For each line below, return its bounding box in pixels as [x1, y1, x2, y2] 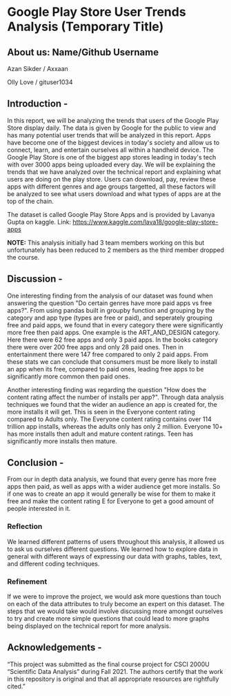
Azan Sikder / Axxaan [7, 65, 69, 72]
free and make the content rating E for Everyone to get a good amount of [7, 497, 214, 505]
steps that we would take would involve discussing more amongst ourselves [7, 607, 223, 615]
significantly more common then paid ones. [7, 372, 130, 380]
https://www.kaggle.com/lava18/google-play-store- [72, 217, 219, 226]
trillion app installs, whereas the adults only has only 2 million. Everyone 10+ [7, 422, 223, 430]
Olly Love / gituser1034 [7, 78, 73, 86]
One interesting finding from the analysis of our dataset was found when [7, 291, 213, 300]
